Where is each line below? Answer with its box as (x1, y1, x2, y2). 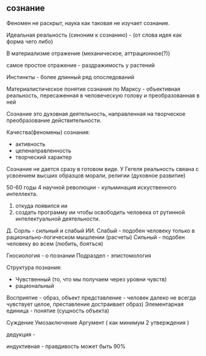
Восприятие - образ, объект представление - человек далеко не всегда (6, 294, 196, 301)
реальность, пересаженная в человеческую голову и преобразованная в (6, 91, 200, 99)
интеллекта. (6, 190, 38, 197)
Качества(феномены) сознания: (6, 128, 90, 135)
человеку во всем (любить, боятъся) (6, 240, 104, 247)
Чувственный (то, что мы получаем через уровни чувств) (15, 275, 167, 282)
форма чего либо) (6, 37, 53, 45)
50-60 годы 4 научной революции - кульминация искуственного (6, 183, 177, 191)
